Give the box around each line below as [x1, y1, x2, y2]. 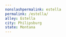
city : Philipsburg [5, 20, 42, 25]
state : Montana [5, 25, 36, 30]
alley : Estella [5, 16, 36, 21]
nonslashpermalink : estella [5, 7, 62, 12]
